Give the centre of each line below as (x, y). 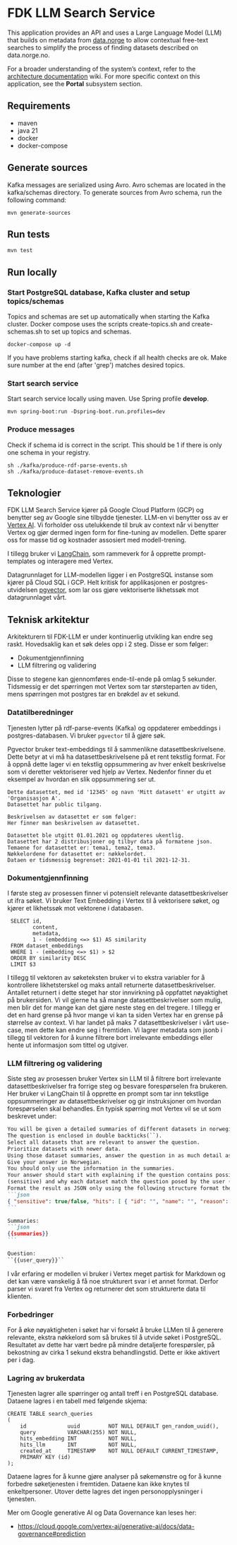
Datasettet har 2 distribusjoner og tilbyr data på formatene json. (110, 841)
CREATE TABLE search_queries (50, 1414)
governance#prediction (51, 1534)
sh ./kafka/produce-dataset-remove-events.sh (75, 471)
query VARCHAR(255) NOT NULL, (79, 1433)
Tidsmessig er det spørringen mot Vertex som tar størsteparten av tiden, (113, 687)
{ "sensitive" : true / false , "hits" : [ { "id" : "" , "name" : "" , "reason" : (118, 1201)
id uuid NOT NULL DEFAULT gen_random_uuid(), (120, 1426)
